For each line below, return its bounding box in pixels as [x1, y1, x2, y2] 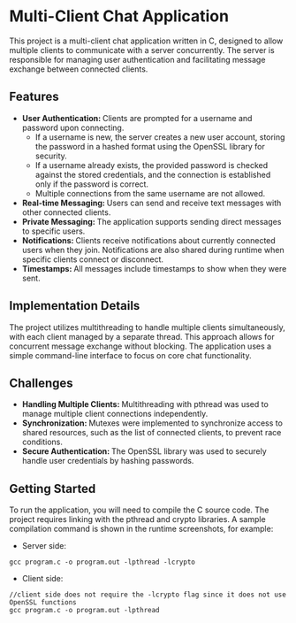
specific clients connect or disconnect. [21, 254, 164, 265]
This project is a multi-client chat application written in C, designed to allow [9, 35, 284, 46]
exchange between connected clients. [9, 64, 148, 74]
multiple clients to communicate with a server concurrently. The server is [9, 44, 276, 55]
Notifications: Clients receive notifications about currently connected [21, 235, 276, 245]
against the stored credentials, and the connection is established [34, 169, 271, 180]
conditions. [21, 436, 64, 448]
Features [9, 89, 59, 104]
